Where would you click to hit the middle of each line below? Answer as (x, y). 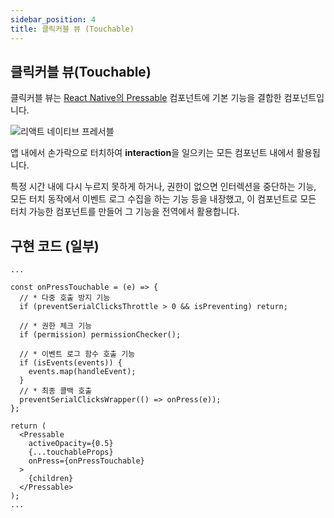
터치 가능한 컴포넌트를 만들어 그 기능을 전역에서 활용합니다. (125, 212)
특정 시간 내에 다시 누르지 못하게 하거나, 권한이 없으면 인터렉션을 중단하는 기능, (163, 187)
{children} (51, 479)
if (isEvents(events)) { (71, 363)
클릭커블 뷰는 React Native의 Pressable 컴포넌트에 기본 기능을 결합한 (146, 98)
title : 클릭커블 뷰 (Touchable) (72, 29)
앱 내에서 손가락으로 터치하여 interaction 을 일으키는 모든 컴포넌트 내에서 (152, 153)
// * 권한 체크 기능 (56, 326)
